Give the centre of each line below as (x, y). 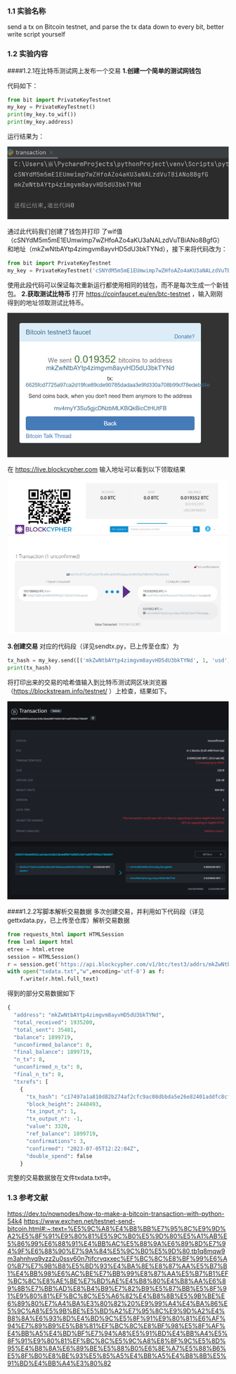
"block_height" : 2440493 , (64, 1104)
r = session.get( (33, 964)
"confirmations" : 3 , (56, 1141)
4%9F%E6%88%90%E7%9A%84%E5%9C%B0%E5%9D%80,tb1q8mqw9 (116, 1251)
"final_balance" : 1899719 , (53, 1052)
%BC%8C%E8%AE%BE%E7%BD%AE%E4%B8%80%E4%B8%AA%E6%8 (117, 1281)
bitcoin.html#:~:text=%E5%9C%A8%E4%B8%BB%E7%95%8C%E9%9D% (117, 1228)
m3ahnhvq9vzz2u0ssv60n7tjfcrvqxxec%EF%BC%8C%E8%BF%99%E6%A (117, 1259)
